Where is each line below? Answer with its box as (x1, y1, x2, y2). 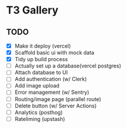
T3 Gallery (6, 4, 59, 17)
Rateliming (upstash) (14, 115, 66, 122)
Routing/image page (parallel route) (14, 95, 102, 103)
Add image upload (14, 82, 60, 89)
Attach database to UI (14, 69, 68, 76)
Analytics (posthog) (14, 109, 63, 116)
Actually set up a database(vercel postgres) (14, 62, 122, 69)
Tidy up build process (14, 56, 68, 63)
